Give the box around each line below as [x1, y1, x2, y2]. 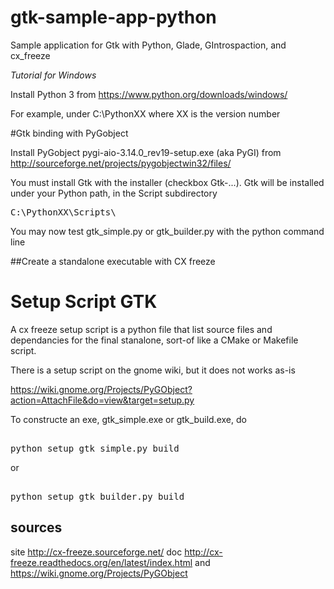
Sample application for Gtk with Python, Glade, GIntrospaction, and [10, 39, 287, 51]
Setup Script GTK [10, 291, 158, 313]
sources [10, 519, 63, 536]
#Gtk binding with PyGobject [10, 127, 129, 139]
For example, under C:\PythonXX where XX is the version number [10, 107, 281, 120]
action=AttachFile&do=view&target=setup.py [10, 394, 195, 406]
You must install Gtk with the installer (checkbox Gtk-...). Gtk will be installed [10, 176, 325, 188]
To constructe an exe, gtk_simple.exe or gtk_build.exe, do [10, 413, 247, 425]
